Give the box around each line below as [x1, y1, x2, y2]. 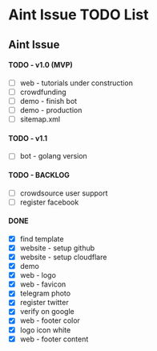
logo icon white [19, 324, 71, 335]
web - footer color [19, 316, 80, 325]
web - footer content [19, 334, 89, 344]
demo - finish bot [19, 96, 78, 105]
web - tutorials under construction [19, 78, 134, 88]
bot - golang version [19, 151, 88, 161]
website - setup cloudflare [19, 252, 107, 262]
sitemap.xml [19, 114, 61, 124]
